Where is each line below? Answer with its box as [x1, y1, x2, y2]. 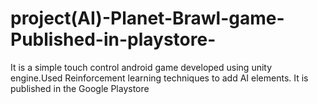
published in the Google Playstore [10, 82, 150, 94]
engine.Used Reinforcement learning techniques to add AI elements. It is [10, 72, 309, 84]
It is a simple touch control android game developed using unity [10, 61, 273, 73]
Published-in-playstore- [10, 28, 217, 51]
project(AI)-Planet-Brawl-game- [10, 7, 285, 30]
